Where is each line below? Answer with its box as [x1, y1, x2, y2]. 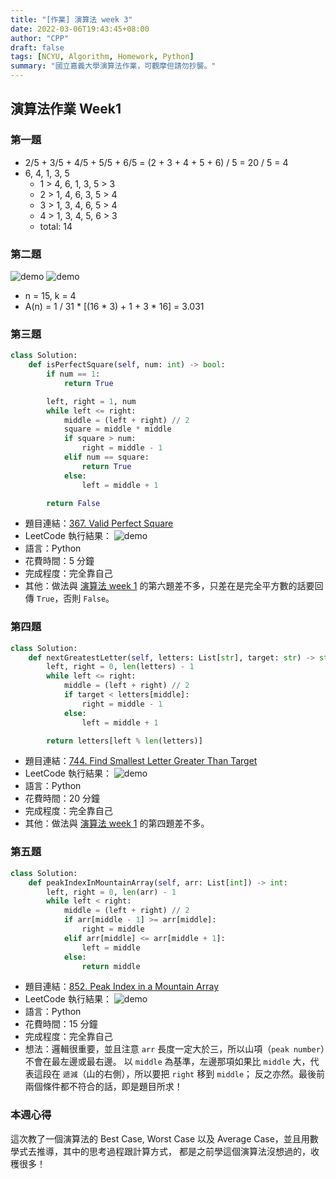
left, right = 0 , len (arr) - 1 [46, 887, 177, 897]
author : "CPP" [10, 33, 70, 43]
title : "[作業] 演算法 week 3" [10, 14, 133, 25]
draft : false [10, 42, 65, 53]
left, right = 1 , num [46, 396, 137, 406]
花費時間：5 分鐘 [24, 555, 95, 567]
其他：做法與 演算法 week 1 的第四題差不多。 [24, 817, 210, 830]
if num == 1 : [46, 369, 101, 380]
